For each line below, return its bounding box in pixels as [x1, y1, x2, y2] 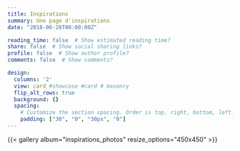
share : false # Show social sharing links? [7, 43, 142, 51]
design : [7, 69, 31, 76]
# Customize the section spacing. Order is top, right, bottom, [20, 109, 216, 116]
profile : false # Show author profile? [7, 50, 130, 57]
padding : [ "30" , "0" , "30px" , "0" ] [20, 115, 126, 123]
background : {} [14, 95, 59, 103]
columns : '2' [14, 75, 53, 83]
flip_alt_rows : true [14, 89, 75, 96]
